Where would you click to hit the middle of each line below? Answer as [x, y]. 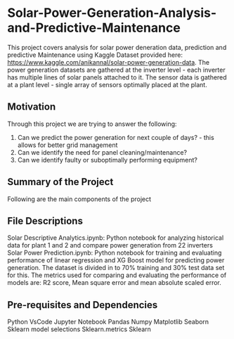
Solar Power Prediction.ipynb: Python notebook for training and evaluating [115, 253]
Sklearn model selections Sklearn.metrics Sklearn [79, 329]
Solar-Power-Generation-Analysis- [112, 13]
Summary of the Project [60, 182]
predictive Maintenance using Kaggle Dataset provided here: [95, 55]
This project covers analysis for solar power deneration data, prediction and [117, 47]
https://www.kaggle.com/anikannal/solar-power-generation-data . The [109, 62]
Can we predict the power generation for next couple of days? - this [116, 137]
